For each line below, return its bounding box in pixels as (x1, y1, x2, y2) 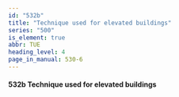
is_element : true (8, 33, 66, 42)
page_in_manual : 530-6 (8, 56, 83, 64)
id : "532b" (8, 11, 44, 20)
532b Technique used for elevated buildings (8, 80, 157, 89)
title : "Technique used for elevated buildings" (8, 19, 172, 27)
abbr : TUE (8, 41, 41, 49)
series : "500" (8, 26, 55, 34)
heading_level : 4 (8, 48, 66, 56)
